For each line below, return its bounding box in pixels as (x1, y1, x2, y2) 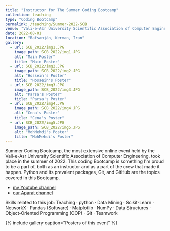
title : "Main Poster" (14, 59, 60, 64)
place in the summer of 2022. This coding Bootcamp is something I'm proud (5, 158, 164, 164)
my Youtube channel (12, 185, 56, 191)
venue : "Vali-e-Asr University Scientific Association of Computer (5, 26, 151, 31)
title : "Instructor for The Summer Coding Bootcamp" (5, 7, 119, 13)
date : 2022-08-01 (5, 31, 42, 36)
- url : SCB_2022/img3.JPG (10, 82, 65, 87)
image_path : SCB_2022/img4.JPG (14, 106, 80, 111)
